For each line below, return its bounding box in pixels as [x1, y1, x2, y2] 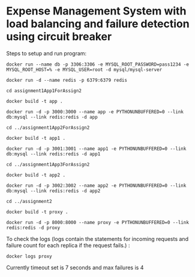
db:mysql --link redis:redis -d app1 [6, 151, 101, 157]
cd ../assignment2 [6, 198, 52, 204]
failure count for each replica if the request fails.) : [6, 241, 130, 249]
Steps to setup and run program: [6, 49, 87, 57]
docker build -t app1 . [6, 135, 66, 141]
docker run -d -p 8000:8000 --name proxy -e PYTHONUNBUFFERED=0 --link [6, 219, 189, 225]
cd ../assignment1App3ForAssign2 [6, 161, 90, 167]
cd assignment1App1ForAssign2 [6, 87, 82, 94]
